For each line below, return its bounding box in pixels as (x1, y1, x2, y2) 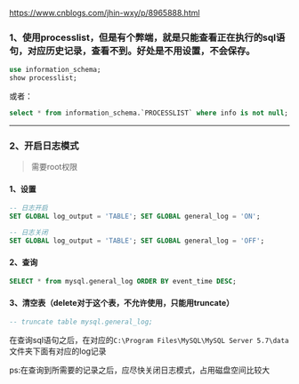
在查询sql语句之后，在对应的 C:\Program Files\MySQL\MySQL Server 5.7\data (9, 335, 289, 346)
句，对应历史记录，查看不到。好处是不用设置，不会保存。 (9, 44, 255, 57)
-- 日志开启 (9, 204, 49, 212)
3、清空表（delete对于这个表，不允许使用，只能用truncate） (9, 297, 234, 308)
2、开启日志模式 (9, 140, 79, 152)
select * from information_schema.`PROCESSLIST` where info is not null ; (9, 108, 289, 118)
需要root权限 (30, 162, 78, 172)
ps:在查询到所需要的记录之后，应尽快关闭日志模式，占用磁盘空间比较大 (9, 364, 270, 376)
